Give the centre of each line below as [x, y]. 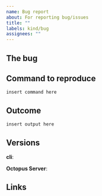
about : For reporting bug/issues [47, 17]
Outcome [24, 110]
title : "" [18, 23]
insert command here [32, 92]
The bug [22, 58]
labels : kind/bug [28, 28]
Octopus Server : [27, 169]
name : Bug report [28, 12]
